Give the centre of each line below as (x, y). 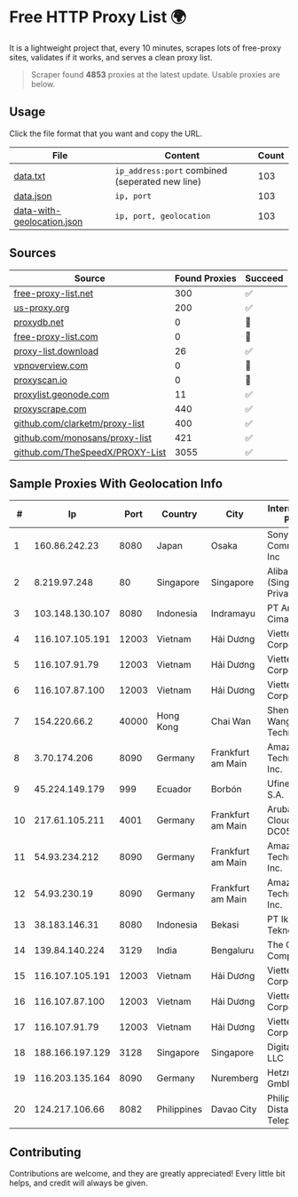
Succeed (264, 278)
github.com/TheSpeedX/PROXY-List (90, 452)
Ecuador (174, 790)
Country (180, 514)
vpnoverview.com (51, 366)
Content (182, 155)
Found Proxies (205, 278)
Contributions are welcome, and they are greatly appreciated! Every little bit (147, 1174)
